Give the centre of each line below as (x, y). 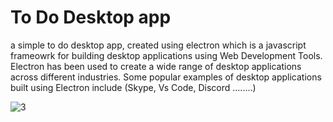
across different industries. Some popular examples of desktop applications (166, 77)
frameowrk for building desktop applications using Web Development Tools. (166, 55)
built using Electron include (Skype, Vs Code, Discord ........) (133, 87)
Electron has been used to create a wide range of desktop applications (156, 66)
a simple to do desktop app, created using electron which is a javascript (158, 45)
